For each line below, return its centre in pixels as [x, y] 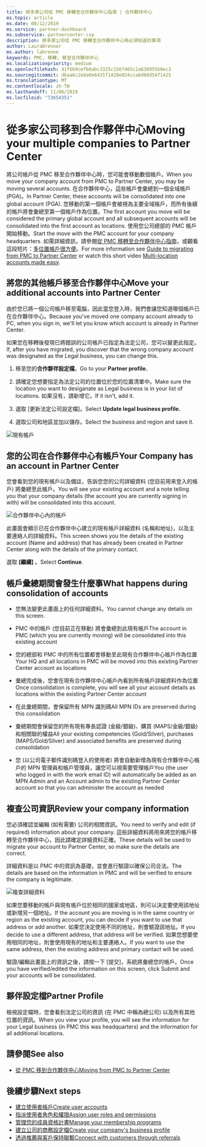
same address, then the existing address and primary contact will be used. [101, 949]
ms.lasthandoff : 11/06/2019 [42, 92]
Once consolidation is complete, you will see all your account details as [105, 688]
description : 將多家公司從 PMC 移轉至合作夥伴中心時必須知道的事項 [84, 41]
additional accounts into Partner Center [83, 293]
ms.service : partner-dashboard [46, 29]
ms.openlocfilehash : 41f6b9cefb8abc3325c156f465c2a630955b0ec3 [89, 69]
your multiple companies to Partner [98, 143]
